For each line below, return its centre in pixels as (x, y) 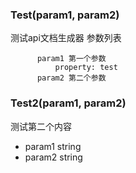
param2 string (53, 157)
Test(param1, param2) (65, 15)
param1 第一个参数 (71, 59)
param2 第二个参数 (71, 78)
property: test (86, 68)
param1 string (53, 146)
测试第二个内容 (41, 126)
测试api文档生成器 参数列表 (66, 38)
